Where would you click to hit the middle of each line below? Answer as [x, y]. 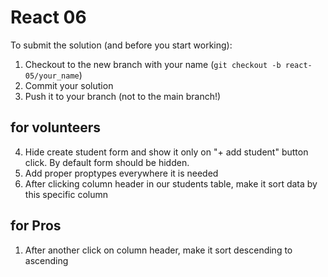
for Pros [36, 226]
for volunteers [56, 127]
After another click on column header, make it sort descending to [158, 250]
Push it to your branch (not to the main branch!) [123, 96]
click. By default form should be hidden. [107, 162]
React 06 [48, 17]
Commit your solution [69, 85]
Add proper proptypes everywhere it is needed [121, 173]
